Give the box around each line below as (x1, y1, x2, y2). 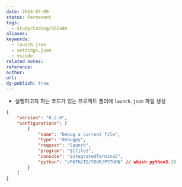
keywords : (6, 36, 31, 42)
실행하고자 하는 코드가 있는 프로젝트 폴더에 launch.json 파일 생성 (14, 97, 166, 104)
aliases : (6, 31, 28, 37)
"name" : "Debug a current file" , (37, 131, 120, 137)
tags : (6, 20, 20, 26)
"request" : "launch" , (37, 142, 92, 148)
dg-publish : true (6, 81, 49, 87)
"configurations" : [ (17, 120, 68, 126)
